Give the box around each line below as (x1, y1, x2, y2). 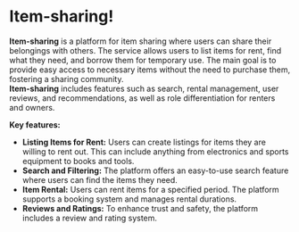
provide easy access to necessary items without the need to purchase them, (9, 64, 291, 75)
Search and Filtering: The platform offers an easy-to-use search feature (21, 165, 289, 176)
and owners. (9, 102, 55, 112)
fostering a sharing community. (9, 73, 124, 84)
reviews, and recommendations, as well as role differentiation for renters (9, 92, 276, 104)
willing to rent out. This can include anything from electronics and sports (21, 145, 289, 157)
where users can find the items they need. (21, 174, 179, 185)
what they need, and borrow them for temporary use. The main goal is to (9, 54, 277, 65)
